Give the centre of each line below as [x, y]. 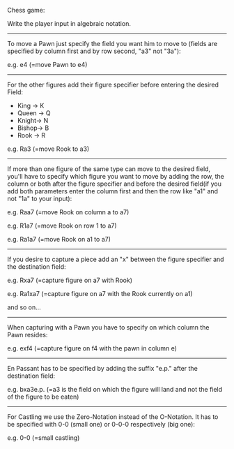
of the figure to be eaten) [43, 397]
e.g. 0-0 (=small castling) [44, 438]
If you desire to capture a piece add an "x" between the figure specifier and [116, 259]
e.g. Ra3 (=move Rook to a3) [48, 149]
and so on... [24, 307]
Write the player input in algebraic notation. [69, 23]
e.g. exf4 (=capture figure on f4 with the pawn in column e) [92, 348]
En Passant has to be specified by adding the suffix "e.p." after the [103, 368]
